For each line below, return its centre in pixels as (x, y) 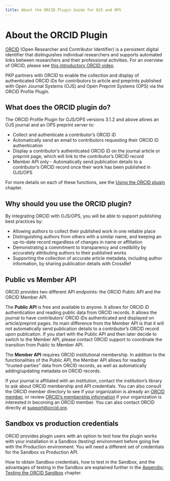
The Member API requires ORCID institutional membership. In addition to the (85, 355)
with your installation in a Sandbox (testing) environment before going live (82, 441)
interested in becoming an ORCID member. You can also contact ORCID (80, 402)
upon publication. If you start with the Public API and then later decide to (81, 334)
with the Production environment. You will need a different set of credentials (85, 446)
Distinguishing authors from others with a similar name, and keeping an (87, 237)
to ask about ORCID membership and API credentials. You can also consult (83, 386)
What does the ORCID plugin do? (58, 107)
